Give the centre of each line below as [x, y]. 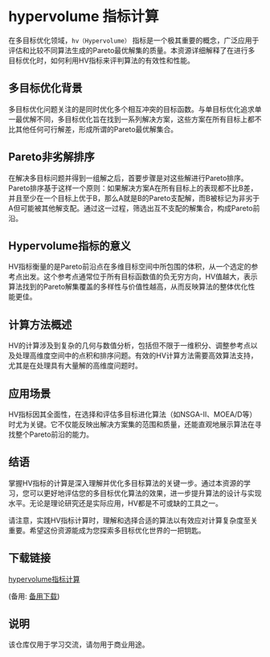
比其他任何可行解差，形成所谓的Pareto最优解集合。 [93, 129]
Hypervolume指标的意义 [70, 246]
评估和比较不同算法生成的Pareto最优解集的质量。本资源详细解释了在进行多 [132, 50]
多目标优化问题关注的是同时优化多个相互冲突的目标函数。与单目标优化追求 [131, 109]
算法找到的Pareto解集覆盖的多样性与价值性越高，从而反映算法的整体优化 [128, 287]
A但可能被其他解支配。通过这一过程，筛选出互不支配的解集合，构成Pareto [131, 208]
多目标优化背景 [45, 88]
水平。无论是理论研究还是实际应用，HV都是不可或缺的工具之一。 [116, 503]
